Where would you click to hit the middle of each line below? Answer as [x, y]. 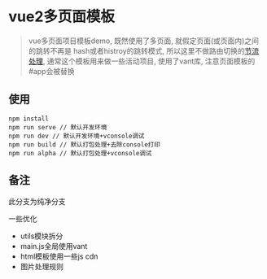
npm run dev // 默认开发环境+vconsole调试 [77, 136]
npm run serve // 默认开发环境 [58, 127]
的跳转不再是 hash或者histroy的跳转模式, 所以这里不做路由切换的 [137, 50]
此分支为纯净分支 [37, 201]
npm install [28, 119]
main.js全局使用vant [54, 246]
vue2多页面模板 [62, 17]
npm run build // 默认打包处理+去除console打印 [84, 144]
